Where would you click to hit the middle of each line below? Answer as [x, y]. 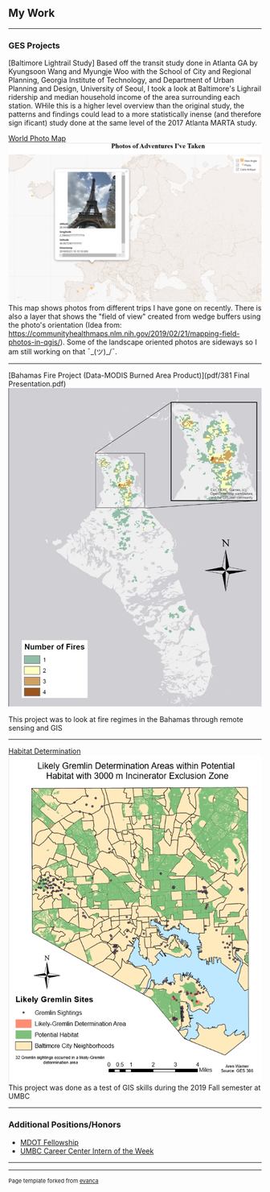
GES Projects [34, 45]
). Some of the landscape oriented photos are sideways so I [158, 342]
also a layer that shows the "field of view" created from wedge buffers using [135, 316]
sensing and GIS [35, 728]
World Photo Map [37, 138]
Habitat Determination [45, 751]
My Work [32, 13]
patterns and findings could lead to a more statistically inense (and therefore [135, 114]
